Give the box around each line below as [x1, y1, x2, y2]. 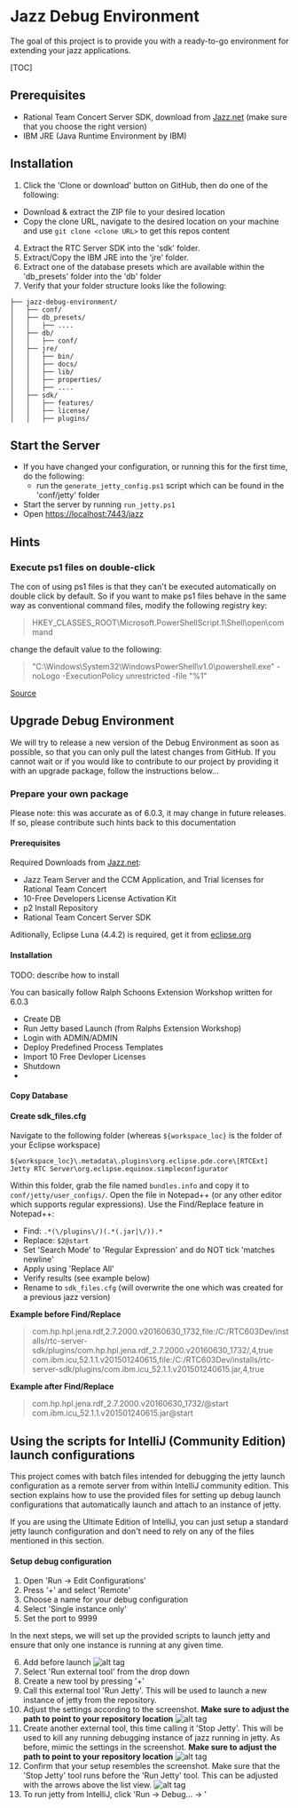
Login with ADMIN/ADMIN [22, 1032, 119, 1043]
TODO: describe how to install [10, 970, 120, 980]
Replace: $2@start [22, 1235, 90, 1246]
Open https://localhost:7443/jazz [22, 509, 145, 519]
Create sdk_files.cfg [10, 1110, 87, 1121]
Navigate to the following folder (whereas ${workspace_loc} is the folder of [10, 1130, 283, 1141]
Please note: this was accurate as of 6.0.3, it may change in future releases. [10, 808, 286, 819]
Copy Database [10, 1090, 69, 1101]
